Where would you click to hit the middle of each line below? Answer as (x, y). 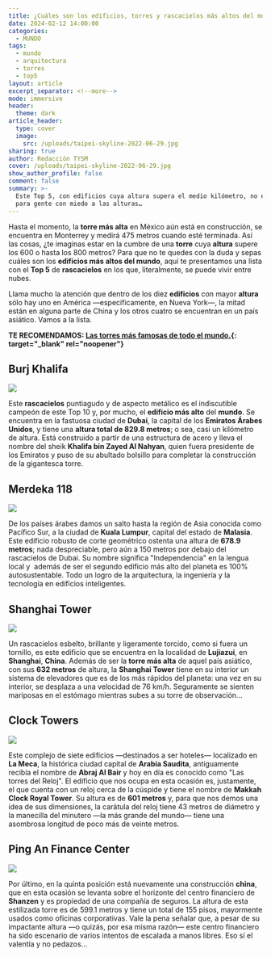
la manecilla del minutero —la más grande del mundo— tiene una (116, 815)
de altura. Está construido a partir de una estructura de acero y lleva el (126, 438)
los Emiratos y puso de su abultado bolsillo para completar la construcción (132, 455)
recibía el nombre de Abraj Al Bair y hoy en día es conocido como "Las (126, 772)
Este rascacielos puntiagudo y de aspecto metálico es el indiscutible (123, 404)
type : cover (36, 128)
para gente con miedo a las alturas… (79, 204)
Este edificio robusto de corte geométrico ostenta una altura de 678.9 (125, 541)
